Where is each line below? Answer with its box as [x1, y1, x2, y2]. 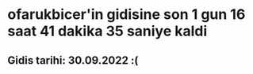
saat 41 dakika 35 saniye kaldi [7, 22, 208, 40]
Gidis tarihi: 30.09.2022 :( [7, 54, 139, 67]
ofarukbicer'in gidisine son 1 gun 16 [7, 6, 246, 24]
